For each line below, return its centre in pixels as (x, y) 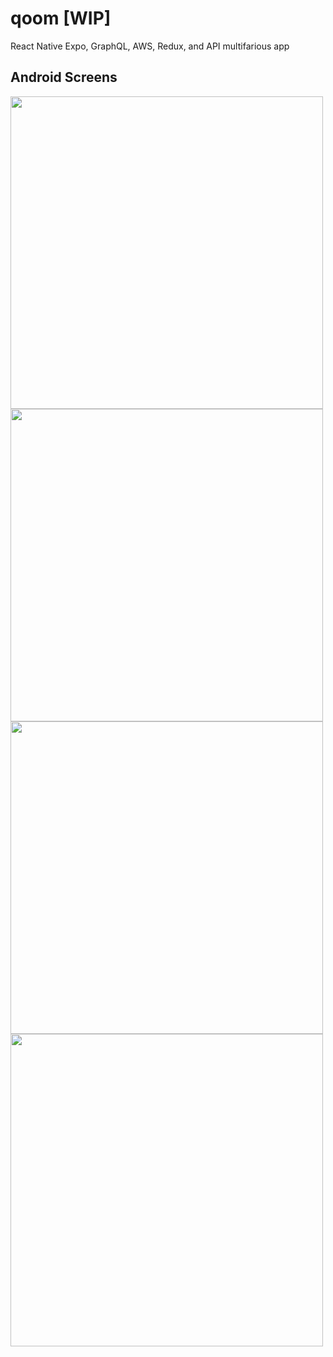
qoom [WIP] (61, 18)
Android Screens (64, 77)
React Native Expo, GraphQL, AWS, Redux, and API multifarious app (150, 46)
